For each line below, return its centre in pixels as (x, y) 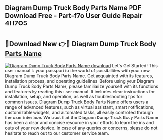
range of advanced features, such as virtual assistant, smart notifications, (80, 107)
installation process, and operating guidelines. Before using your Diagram (80, 81)
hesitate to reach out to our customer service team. (57, 133)
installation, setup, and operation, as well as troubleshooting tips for (74, 97)
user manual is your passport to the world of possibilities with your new (78, 71)
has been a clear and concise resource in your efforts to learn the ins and (80, 123)
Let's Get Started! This (135, 65)
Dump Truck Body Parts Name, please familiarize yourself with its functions (82, 86)
